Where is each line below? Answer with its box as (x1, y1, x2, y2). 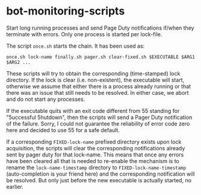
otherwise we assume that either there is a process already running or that (6, 83, 191, 90)
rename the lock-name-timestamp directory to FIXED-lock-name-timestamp (6, 164, 187, 171)
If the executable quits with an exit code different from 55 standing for (6, 107, 180, 114)
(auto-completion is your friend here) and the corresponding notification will (6, 170, 195, 177)
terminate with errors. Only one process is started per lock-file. (6, 30, 162, 37)
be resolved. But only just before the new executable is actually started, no (6, 176, 191, 184)
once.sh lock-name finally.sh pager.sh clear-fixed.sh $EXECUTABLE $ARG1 (6, 54, 196, 60)
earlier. (6, 183, 24, 190)
